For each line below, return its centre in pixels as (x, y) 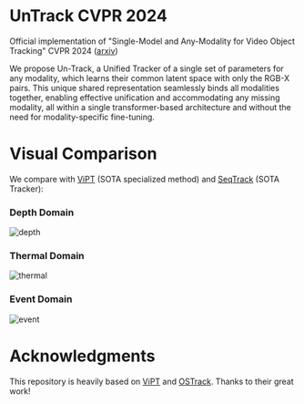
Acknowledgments (83, 356)
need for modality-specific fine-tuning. (82, 117)
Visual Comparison (83, 154)
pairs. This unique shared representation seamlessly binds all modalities (145, 88)
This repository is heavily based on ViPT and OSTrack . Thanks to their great (152, 381)
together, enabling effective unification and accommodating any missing (145, 98)
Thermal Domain (47, 256)
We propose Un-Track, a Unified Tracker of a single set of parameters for (147, 68)
